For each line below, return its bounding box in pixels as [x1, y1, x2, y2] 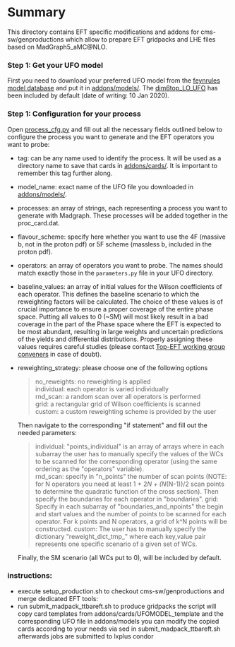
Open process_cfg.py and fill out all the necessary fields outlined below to [7, 125, 223, 133]
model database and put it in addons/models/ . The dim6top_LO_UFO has [7, 84, 218, 93]
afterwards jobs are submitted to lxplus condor [17, 631, 154, 640]
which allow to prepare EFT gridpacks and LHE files [65, 35, 216, 43]
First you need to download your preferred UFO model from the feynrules [7, 76, 221, 85]
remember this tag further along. [17, 169, 113, 177]
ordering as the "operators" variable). [35, 464, 145, 473]
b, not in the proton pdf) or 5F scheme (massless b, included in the [17, 239, 212, 248]
